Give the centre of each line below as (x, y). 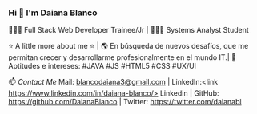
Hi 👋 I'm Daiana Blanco (53, 13)
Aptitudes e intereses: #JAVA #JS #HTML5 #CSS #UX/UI (102, 66)
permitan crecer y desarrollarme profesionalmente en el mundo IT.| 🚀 (122, 57)
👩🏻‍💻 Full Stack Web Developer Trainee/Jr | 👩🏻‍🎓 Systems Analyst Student (129, 30)
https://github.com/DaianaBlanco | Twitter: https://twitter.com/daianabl (125, 102)
